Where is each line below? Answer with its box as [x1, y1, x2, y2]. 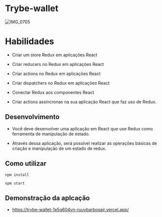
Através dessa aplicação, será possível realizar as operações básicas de [12, 140, 158, 146]
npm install [5, 172, 29, 177]
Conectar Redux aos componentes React [12, 89, 95, 95]
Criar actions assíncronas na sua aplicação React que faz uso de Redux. [12, 99, 157, 105]
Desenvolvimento [5, 113, 60, 121]
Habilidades [5, 36, 54, 47]
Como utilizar [5, 159, 47, 168]
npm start [5, 181, 25, 186]
